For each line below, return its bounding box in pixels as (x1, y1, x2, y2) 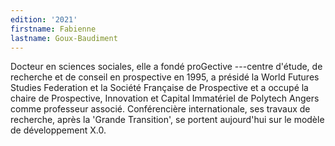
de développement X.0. (10, 124, 107, 136)
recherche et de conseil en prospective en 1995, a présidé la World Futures (10, 71, 320, 83)
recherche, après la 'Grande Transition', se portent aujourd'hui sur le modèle (10, 114, 325, 126)
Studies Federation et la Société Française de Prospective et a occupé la (10, 82, 309, 94)
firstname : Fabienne (10, 24, 97, 34)
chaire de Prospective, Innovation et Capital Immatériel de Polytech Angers (10, 92, 320, 105)
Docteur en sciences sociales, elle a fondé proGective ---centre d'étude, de (10, 61, 323, 73)
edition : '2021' (10, 14, 78, 25)
